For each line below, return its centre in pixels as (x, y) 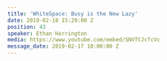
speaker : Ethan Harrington (47, 33)
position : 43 (27, 27)
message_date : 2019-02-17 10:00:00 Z (63, 46)
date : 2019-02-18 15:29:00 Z (50, 20)
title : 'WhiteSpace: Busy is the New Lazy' (73, 14)
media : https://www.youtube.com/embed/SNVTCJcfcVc (84, 40)
